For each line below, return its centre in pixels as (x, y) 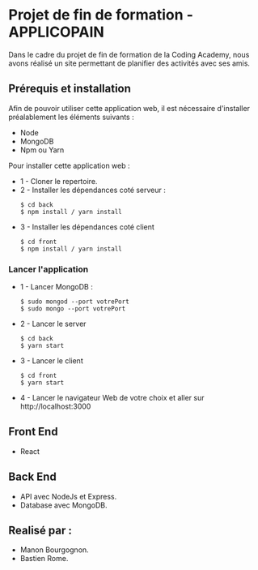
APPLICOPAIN (57, 32)
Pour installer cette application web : (70, 165)
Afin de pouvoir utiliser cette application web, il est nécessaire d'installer (129, 108)
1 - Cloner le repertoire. (59, 181)
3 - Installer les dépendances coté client (87, 227)
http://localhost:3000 (55, 406)
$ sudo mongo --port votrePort (73, 309)
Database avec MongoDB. (63, 505)
